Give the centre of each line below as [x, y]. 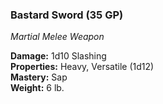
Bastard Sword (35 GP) [67, 15]
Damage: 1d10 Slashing [58, 56]
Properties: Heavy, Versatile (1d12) [82, 67]
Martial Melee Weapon [57, 37]
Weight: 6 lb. [37, 88]
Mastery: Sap [39, 77]
